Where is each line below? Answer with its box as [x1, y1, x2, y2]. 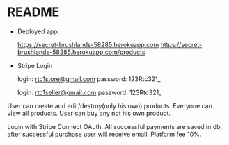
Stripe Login [17, 61, 53, 69]
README [7, 4, 60, 20]
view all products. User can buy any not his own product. [7, 109, 171, 117]
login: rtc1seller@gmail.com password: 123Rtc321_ [17, 88, 162, 96]
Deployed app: [17, 27, 60, 35]
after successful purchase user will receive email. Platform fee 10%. [7, 130, 202, 138]
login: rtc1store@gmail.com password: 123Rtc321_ [17, 74, 161, 83]
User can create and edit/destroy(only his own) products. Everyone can [7, 101, 212, 110]
